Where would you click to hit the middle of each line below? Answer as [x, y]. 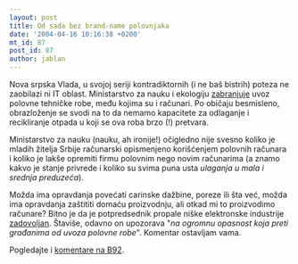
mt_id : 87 [28, 42]
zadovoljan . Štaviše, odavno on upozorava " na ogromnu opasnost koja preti [149, 223]
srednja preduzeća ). [47, 177]
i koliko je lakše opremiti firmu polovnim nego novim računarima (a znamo [145, 158]
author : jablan [37, 59]
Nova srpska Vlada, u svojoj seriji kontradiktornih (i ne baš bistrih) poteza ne [149, 84]
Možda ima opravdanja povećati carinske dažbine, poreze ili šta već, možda [149, 194]
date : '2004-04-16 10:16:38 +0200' [75, 34]
